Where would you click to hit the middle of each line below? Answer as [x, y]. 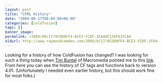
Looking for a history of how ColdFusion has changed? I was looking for [77, 55]
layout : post [18, 9]
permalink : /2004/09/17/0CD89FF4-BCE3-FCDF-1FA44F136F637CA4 [68, 37]
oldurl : [13, 41]
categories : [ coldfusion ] [31, 23]
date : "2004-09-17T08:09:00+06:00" [41, 18]
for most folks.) [20, 75]
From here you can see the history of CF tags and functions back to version [81, 65]
